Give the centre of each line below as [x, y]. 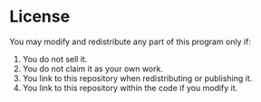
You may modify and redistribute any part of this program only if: [130, 42]
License [40, 17]
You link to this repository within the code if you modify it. [130, 88]
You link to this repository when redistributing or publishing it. [137, 78]
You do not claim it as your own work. [92, 69]
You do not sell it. [55, 59]
